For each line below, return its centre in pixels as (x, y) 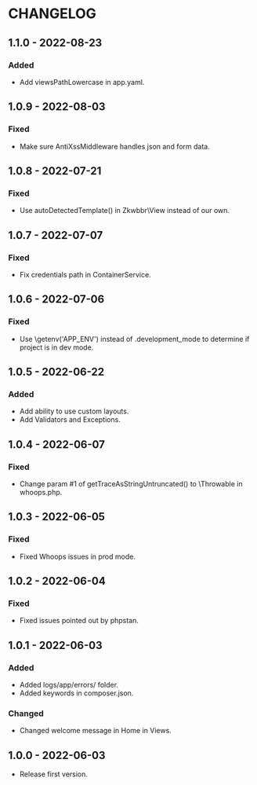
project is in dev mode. (56, 347)
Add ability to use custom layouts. (74, 411)
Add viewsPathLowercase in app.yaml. (82, 82)
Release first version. (54, 774)
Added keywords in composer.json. (76, 693)
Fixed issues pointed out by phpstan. (79, 621)
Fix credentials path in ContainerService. (85, 274)
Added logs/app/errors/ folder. (69, 685)
